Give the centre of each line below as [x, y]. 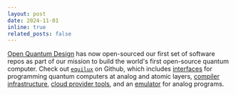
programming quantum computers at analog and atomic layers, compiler [113, 77]
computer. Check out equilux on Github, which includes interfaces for [110, 69]
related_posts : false [40, 34]
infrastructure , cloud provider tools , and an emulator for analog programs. [116, 84]
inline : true [27, 27]
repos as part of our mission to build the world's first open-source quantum [118, 62]
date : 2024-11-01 [33, 21]
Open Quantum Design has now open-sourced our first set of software [111, 54]
